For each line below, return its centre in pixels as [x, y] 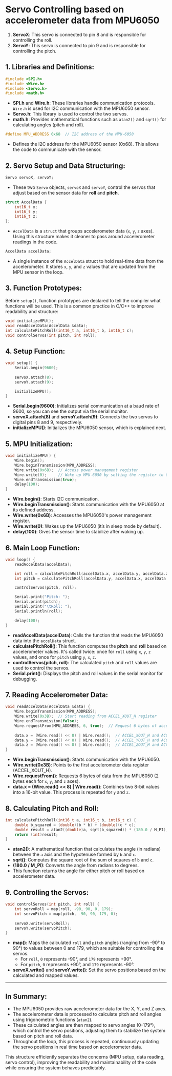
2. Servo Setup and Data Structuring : [65, 166]
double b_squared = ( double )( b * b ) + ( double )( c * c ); [76, 825]
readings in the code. [35, 242]
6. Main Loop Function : [43, 548]
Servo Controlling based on [65, 9]
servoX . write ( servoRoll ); [42, 923]
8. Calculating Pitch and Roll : [52, 808]
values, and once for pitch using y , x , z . [54, 657]
